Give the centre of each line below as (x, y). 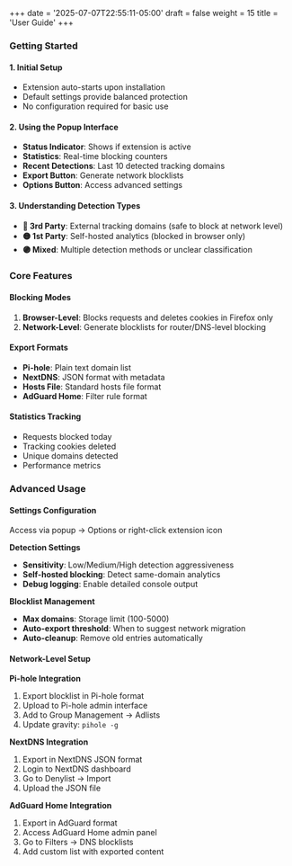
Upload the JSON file (62, 788)
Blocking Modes (40, 298)
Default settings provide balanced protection (105, 97)
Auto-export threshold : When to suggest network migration (134, 629)
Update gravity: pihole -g (70, 725)
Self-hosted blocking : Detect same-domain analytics (121, 575)
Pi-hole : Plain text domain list (77, 367)
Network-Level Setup (50, 658)
